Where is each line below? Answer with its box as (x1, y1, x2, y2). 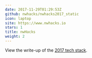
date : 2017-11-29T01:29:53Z (5, 7, 62, 12)
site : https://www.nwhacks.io (5, 20, 66, 26)
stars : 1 (5, 25, 23, 30)
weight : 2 (5, 34, 25, 39)
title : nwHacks (5, 29, 36, 34)
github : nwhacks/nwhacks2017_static (5, 12, 79, 16)
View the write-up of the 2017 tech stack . (5, 47, 88, 53)
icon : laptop (5, 16, 31, 21)
